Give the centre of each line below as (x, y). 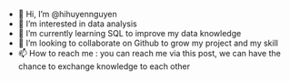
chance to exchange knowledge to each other (104, 66)
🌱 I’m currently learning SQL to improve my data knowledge (130, 33)
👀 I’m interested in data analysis (78, 24)
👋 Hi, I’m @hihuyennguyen (67, 14)
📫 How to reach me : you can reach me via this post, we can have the (150, 53)
